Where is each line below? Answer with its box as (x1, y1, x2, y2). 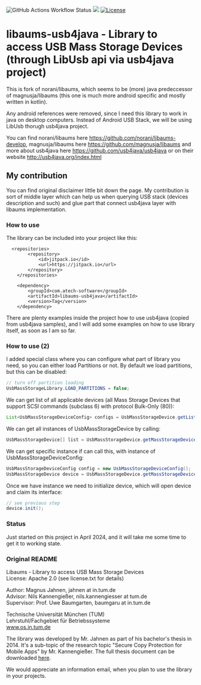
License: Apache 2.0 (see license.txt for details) (6, 575, 124, 582)
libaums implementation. (6, 206, 67, 213)
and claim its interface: (6, 488, 63, 495)
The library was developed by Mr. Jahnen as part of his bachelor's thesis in (6, 635, 192, 642)
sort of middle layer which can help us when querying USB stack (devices (6, 193, 188, 200)
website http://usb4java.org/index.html (6, 153, 102, 160)
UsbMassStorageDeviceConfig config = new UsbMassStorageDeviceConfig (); (6, 465, 191, 471)
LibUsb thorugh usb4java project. (6, 122, 89, 130)
